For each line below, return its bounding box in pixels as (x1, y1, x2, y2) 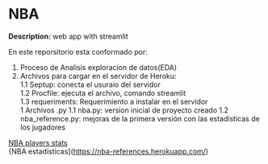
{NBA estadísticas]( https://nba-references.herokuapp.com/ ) (8, 146, 208, 156)
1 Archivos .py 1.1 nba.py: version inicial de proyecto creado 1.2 (19, 105, 228, 115)
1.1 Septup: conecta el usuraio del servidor (19, 80, 161, 89)
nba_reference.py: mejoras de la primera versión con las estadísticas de (19, 113, 260, 123)
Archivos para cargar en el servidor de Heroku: (19, 71, 177, 80)
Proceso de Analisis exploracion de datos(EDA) (19, 62, 178, 72)
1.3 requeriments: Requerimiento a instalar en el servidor (19, 96, 208, 106)
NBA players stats (8, 137, 69, 147)
